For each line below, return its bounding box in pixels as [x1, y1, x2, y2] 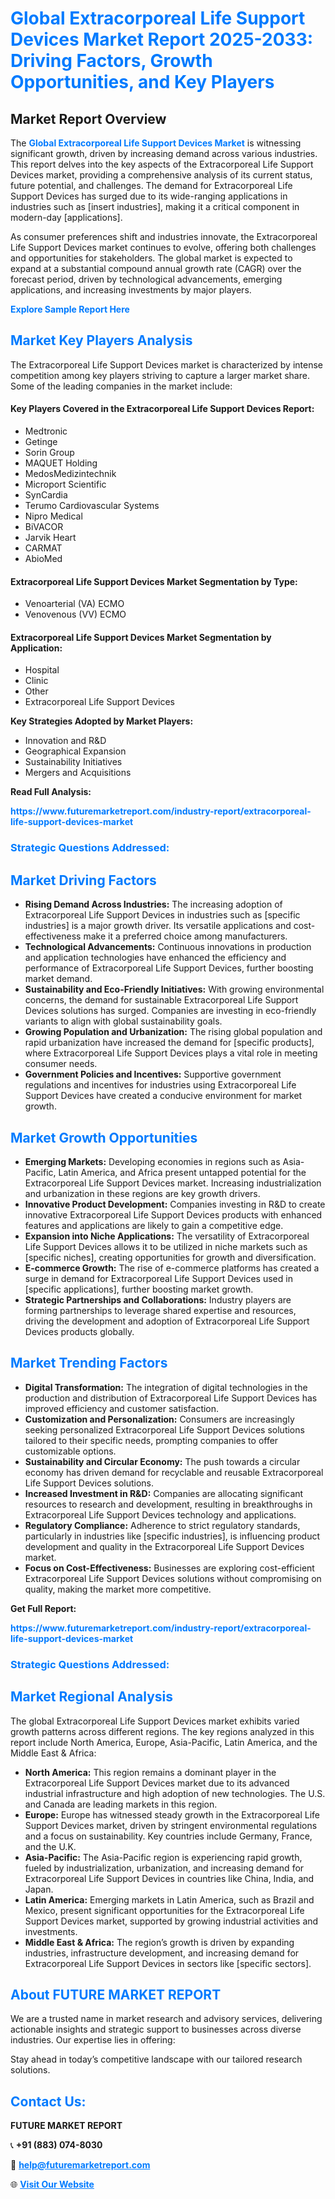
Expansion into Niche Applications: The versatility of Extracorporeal [24, 1230, 310, 1242]
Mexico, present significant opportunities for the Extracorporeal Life [24, 1904, 305, 1916]
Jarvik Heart [24, 532, 77, 544]
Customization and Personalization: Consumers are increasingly [24, 1413, 295, 1425]
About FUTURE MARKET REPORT [10, 1986, 222, 2003]
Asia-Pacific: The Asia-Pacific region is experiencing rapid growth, [24, 1851, 303, 1863]
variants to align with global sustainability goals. [24, 1015, 223, 1027]
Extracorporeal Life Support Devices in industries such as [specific [24, 909, 301, 921]
